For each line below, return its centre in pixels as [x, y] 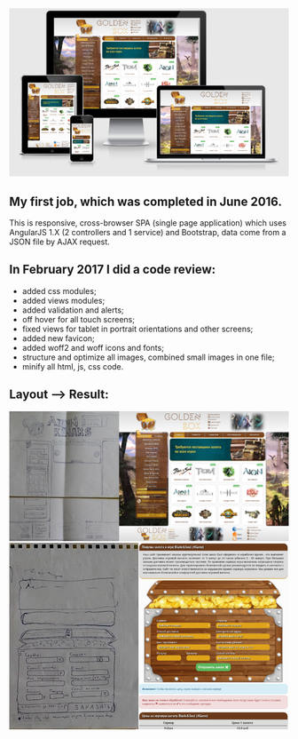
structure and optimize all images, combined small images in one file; [148, 357]
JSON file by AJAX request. [60, 242]
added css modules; [59, 290]
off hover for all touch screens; [78, 319]
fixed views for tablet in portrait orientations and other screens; [137, 329]
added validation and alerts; [73, 310]
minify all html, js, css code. [73, 366]
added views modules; [63, 300]
